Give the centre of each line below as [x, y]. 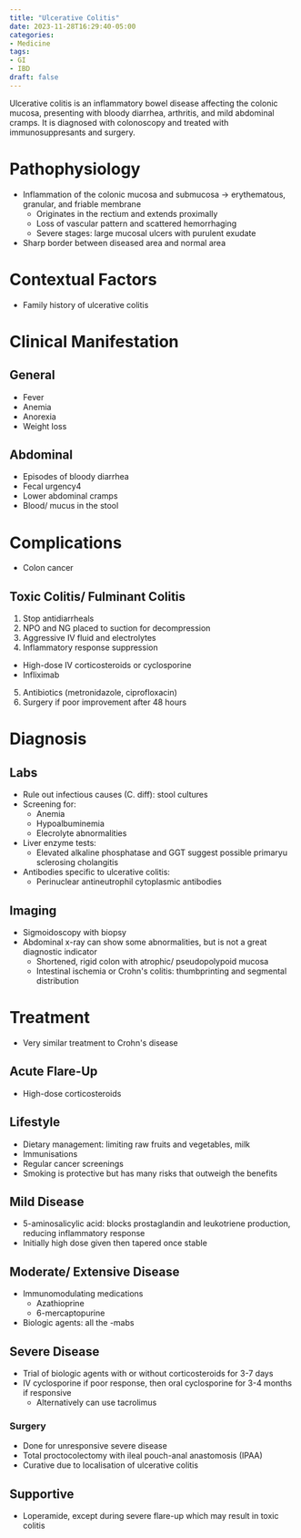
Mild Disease [47, 1201]
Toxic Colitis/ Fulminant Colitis [98, 597]
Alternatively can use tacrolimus [96, 1402]
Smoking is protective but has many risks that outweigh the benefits [150, 1173]
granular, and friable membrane [82, 204]
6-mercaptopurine [70, 1313]
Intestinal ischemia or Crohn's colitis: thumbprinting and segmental [161, 971]
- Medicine [30, 43]
